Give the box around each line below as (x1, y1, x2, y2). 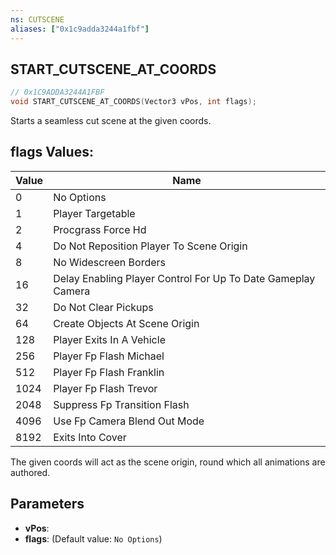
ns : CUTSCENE (10, 14, 65, 25)
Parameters (10, 496, 85, 513)
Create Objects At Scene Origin (53, 316, 200, 330)
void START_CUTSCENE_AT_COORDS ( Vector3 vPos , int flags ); (10, 97, 257, 107)
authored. (10, 466, 51, 478)
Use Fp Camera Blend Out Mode (53, 414, 205, 428)
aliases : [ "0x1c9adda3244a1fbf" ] (10, 24, 150, 34)
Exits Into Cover (53, 430, 127, 444)
